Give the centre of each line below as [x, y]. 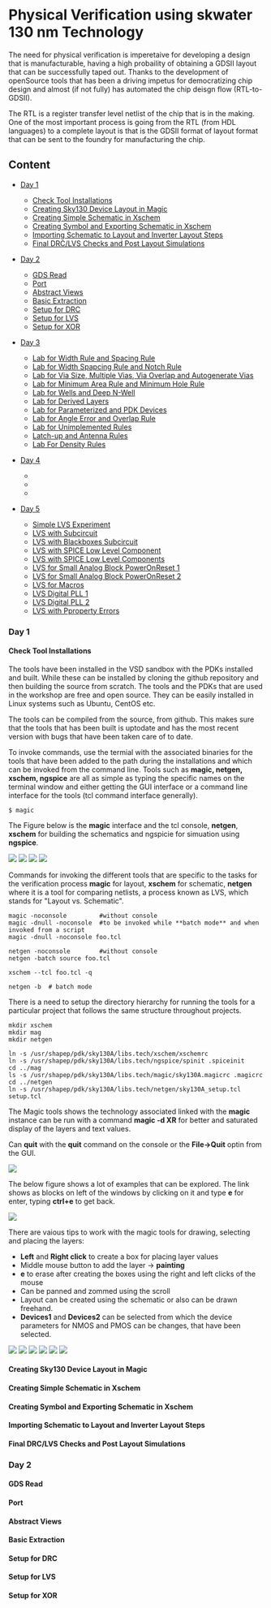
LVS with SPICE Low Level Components [98, 558]
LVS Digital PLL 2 [61, 601]
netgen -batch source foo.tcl [60, 958]
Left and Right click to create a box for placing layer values [119, 1257]
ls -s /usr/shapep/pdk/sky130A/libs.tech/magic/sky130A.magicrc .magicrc [136, 1075]
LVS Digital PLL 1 [60, 593]
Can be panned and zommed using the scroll [95, 1291]
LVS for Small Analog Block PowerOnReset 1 [106, 567]
